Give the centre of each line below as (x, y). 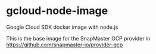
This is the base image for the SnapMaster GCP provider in (78, 38)
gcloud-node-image (57, 11)
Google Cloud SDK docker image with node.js (62, 27)
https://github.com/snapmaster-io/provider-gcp (65, 45)
